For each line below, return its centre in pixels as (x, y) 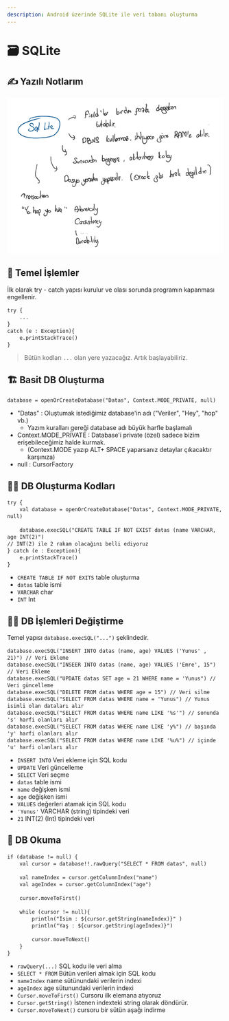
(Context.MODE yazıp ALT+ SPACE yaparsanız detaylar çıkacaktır (119, 450)
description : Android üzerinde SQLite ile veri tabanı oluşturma (102, 14)
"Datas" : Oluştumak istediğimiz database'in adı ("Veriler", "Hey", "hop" (117, 413)
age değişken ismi (42, 797)
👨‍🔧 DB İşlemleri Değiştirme (65, 621)
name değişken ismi (44, 789)
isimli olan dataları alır (46, 706)
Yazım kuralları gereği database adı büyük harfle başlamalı (110, 428)
